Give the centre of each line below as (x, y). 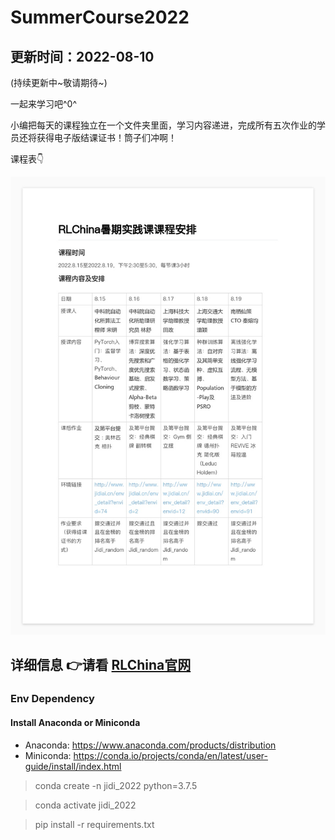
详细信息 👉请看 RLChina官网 (101, 665)
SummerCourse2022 (100, 17)
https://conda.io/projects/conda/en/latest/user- (170, 755)
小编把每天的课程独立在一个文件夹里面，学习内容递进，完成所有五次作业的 (163, 125)
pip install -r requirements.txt (94, 824)
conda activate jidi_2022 (85, 805)
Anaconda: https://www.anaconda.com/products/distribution (150, 745)
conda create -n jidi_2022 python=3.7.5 (116, 785)
